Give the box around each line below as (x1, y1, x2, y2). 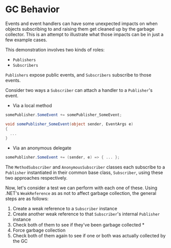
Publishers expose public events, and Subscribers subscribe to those (5, 71, 152, 78)
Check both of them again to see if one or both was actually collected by (12, 233, 166, 239)
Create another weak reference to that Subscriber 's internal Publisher (12, 211, 160, 217)
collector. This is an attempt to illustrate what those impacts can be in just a (5, 31, 164, 37)
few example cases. (5, 37, 47, 43)
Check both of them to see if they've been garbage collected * (12, 222, 144, 228)
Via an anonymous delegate (12, 145, 71, 151)
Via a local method (12, 102, 52, 108)
